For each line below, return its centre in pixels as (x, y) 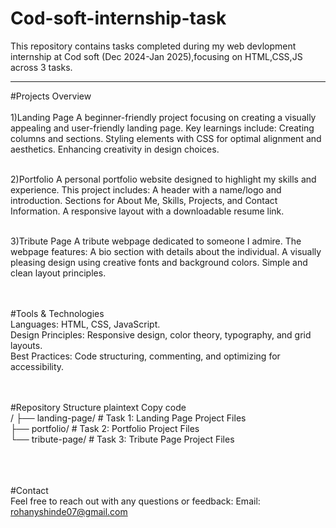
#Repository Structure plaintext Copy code (98, 407)
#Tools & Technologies (57, 313)
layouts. (26, 345)
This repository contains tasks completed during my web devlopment (153, 46)
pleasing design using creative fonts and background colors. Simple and (159, 262)
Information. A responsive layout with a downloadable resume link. (147, 211)
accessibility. (37, 366)
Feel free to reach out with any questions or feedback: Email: (135, 501)
